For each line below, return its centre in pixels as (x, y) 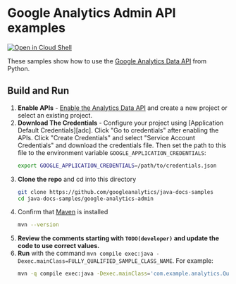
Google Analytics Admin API (92, 13)
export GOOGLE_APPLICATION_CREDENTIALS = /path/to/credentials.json (117, 166)
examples (36, 28)
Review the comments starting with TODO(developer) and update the (118, 238)
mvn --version (38, 225)
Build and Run (38, 91)
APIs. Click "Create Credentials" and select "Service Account (106, 137)
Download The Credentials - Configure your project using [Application (120, 123)
